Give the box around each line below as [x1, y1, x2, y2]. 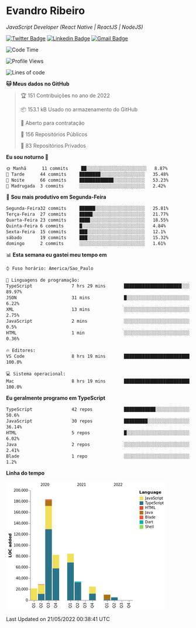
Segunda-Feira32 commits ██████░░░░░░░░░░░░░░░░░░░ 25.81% [6, 205, 169, 211]
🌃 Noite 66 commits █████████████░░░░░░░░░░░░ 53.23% [6, 177, 169, 183]
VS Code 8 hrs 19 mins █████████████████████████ [6, 353, 190, 359]
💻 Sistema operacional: [6, 371, 66, 377]
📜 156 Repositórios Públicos [20, 131, 88, 138]
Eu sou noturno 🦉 [6, 153, 49, 161]
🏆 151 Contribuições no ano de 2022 [20, 92, 110, 99]
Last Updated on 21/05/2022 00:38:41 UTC [6, 615, 110, 622]
